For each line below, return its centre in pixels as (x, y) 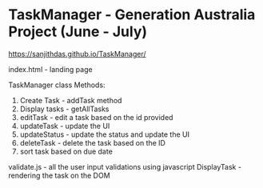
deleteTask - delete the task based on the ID (93, 142)
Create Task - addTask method (71, 100)
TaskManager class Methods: (57, 85)
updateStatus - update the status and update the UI (105, 134)
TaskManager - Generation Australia (132, 15)
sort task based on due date (66, 151)
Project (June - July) (78, 32)
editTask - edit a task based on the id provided (96, 117)
